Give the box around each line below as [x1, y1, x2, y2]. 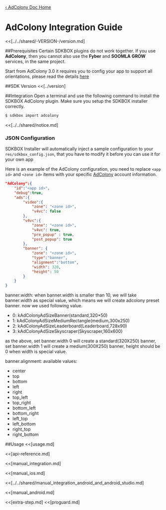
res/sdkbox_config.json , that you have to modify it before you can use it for [5, 151, 161, 157]
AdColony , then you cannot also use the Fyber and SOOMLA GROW [5, 53, 146, 59]
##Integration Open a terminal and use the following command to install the [5, 92, 160, 99]
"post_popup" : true [31, 237, 72, 242]
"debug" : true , [14, 190, 43, 195]
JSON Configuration [5, 134, 55, 141]
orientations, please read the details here [5, 73, 89, 79]
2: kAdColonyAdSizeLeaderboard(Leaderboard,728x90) [12, 323, 127, 329]
